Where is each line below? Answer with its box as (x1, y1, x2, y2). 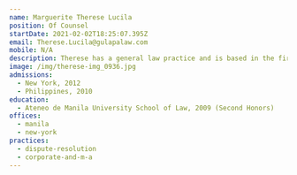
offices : (9, 111, 42, 120)
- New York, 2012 (17, 79, 81, 87)
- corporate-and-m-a (17, 152, 93, 162)
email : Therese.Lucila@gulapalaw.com (9, 37, 148, 47)
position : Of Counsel (9, 21, 89, 30)
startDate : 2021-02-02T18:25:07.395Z (9, 29, 148, 38)
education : (9, 95, 49, 104)
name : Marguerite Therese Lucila (9, 12, 133, 22)
